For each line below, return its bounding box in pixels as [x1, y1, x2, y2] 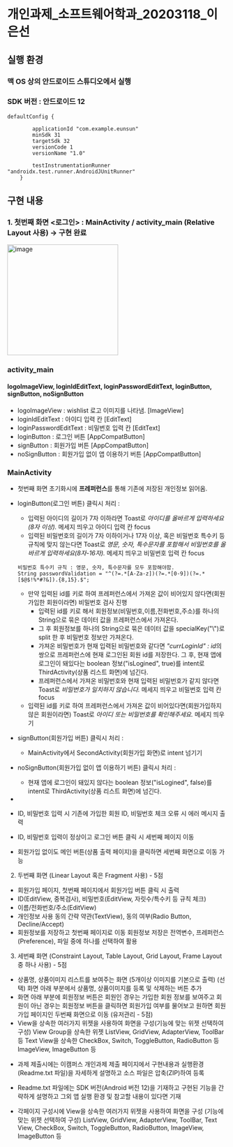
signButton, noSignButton [7, 390, 84, 398]
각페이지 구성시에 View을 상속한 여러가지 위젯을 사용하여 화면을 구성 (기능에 [17, 1107, 225, 1115]
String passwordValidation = [17, 570, 103, 577]
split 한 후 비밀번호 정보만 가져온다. [38, 633, 134, 641]
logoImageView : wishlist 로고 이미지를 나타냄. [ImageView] [17, 406, 184, 414]
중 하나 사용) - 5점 [17, 960, 68, 968]
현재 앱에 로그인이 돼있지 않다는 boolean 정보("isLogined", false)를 [27, 778, 213, 786]
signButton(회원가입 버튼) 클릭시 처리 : [17, 733, 124, 742]
